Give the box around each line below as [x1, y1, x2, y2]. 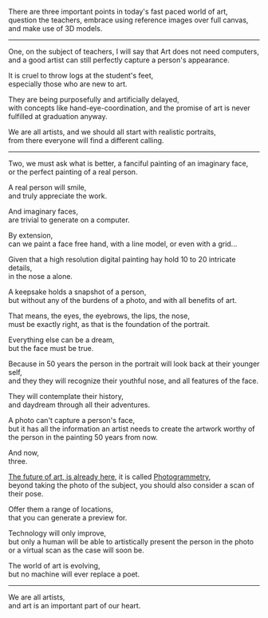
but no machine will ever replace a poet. [8, 569, 140, 579]
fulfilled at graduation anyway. [8, 112, 108, 121]
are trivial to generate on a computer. [8, 215, 130, 225]
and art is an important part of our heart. [8, 601, 141, 610]
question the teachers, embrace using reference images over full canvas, [8, 15, 249, 25]
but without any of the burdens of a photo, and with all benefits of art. [8, 296, 237, 305]
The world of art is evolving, [8, 561, 100, 570]
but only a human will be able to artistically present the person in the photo [8, 537, 254, 546]
